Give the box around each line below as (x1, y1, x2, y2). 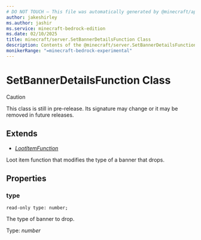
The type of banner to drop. (6, 215, 75, 223)
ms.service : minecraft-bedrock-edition (6, 25, 106, 32)
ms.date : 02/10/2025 (6, 31, 58, 37)
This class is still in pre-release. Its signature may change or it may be (6, 105, 178, 112)
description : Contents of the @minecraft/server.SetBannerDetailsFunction (6, 42, 197, 48)
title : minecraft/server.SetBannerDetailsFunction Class (6, 37, 151, 42)
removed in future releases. (6, 111, 74, 119)
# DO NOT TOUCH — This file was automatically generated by (6, 8, 160, 15)
